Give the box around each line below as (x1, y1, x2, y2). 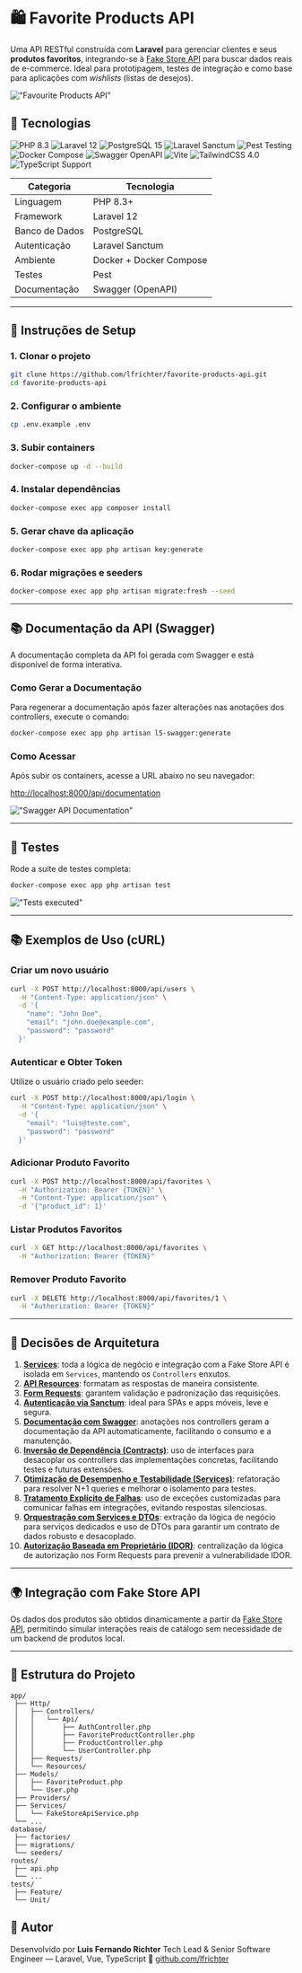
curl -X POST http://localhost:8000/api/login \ (10, 1094, 195, 1103)
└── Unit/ (13, 1895, 51, 1905)
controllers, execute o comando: (10, 711, 130, 722)
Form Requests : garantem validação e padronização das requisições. (22, 1387, 281, 1398)
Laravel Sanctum (92, 239, 164, 251)
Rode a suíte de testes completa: (10, 864, 132, 875)
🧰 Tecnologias (10, 116, 91, 131)
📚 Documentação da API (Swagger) (10, 621, 216, 637)
